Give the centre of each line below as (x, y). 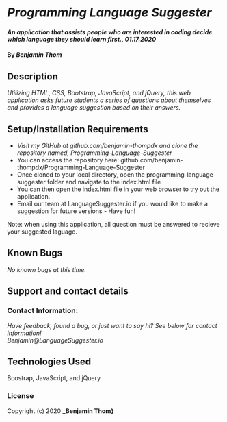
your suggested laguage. (42, 232)
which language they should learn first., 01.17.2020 (82, 39)
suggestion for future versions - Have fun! (76, 211)
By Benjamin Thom (35, 55)
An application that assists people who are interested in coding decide (110, 32)
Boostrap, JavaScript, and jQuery (54, 378)
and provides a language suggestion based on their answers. (94, 108)
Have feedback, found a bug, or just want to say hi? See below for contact (112, 325)
